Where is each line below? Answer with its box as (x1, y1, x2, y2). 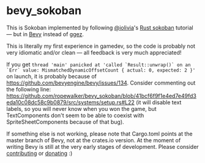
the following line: (6, 85, 51, 93)
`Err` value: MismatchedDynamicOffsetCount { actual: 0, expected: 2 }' (6, 67, 196, 74)
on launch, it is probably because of (6, 72, 97, 80)
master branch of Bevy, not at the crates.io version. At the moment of (6, 136, 181, 144)
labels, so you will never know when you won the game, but (6, 105, 157, 112)
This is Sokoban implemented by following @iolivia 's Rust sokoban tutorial (6, 24, 194, 31)
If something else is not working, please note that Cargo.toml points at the (6, 130, 193, 137)
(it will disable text (135, 99, 182, 106)
